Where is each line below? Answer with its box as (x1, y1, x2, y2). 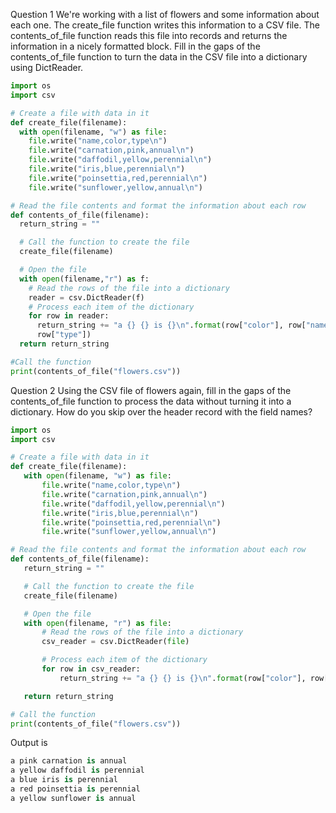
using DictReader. (10, 62, 84, 73)
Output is (10, 737, 48, 749)
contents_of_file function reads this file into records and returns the (10, 30, 288, 41)
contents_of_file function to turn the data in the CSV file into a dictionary (10, 51, 308, 63)
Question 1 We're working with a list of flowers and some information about (10, 9, 320, 20)
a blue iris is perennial (10, 775, 118, 785)
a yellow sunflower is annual (10, 793, 137, 803)
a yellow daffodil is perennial (10, 765, 145, 776)
